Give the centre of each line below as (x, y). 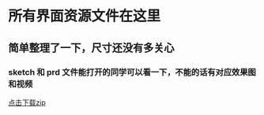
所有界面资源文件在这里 (85, 16)
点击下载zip (27, 102)
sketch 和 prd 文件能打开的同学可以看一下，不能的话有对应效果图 (132, 72)
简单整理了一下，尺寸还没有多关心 (91, 48)
